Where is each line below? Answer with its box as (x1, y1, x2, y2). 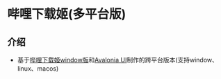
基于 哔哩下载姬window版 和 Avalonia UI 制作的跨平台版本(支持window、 (17, 56, 219, 64)
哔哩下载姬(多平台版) (7, 6, 126, 22)
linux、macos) (17, 64, 59, 73)
